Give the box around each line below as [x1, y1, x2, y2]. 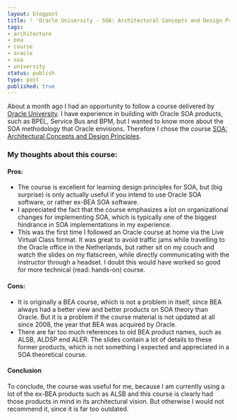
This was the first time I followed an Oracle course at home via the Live [17, 228, 224, 237]
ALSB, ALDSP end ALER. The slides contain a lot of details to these [17, 335, 212, 344]
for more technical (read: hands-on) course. [17, 266, 146, 274]
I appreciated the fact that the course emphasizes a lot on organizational [17, 206, 229, 214]
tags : [7, 23, 23, 30]
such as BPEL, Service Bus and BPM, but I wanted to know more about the [7, 117, 224, 126]
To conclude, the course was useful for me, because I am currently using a [7, 382, 225, 390]
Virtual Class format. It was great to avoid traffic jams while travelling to [17, 235, 226, 244]
